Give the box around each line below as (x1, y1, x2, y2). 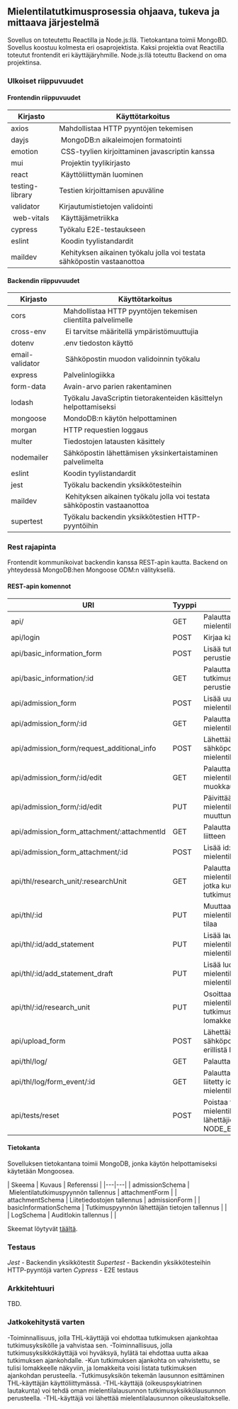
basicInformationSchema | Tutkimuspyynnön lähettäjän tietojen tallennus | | (7, 1203, 227, 1212)
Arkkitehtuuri (7, 1283, 55, 1293)
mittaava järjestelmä (7, 17, 100, 29)
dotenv (11, 338, 35, 348)
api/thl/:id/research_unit (11, 1002, 91, 1012)
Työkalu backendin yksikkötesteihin (63, 480, 182, 490)
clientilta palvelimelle (63, 315, 133, 325)
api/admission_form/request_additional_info (11, 743, 157, 753)
